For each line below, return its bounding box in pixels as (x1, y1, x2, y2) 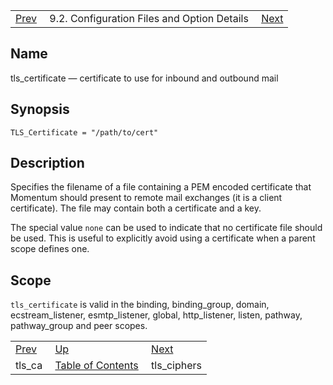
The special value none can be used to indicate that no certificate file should (10, 222, 323, 234)
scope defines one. (10, 243, 90, 255)
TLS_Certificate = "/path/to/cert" (10, 127, 159, 138)
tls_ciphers (151, 359, 203, 373)
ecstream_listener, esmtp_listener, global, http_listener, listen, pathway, (10, 309, 303, 321)
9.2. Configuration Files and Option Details (49, 12, 249, 25)
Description (10, 155, 85, 172)
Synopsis (10, 101, 70, 118)
